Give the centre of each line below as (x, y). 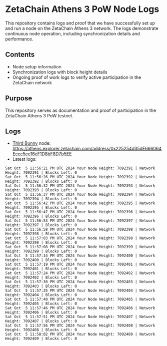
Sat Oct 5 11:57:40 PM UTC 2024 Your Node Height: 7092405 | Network (80, 300)
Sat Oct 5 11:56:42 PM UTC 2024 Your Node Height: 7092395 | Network (80, 203)
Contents (20, 55)
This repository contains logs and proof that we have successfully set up (80, 23)
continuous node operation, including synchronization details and (72, 33)
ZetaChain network (32, 82)
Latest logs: (24, 159)
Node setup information (37, 66)
